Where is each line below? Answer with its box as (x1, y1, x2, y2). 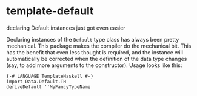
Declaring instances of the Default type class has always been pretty (6, 36, 179, 43)
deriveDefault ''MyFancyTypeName (6, 83, 91, 90)
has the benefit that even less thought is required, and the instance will (6, 48, 184, 56)
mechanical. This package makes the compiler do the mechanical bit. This (6, 42, 192, 50)
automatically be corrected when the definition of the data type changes (6, 55, 187, 62)
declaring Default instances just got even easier (6, 24, 125, 31)
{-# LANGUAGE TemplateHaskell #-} (6, 73, 94, 79)
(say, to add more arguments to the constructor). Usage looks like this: (6, 62, 182, 69)
